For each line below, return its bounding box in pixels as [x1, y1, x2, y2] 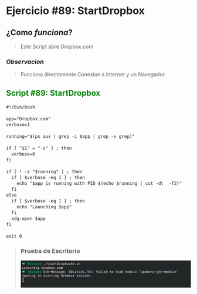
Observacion [6, 58, 44, 66]
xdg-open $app [11, 216, 46, 222]
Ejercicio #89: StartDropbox [6, 4, 145, 18]
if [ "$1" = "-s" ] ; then [6, 146, 72, 151]
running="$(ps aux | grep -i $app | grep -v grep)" [6, 134, 135, 140]
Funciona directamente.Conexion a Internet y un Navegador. [20, 71, 166, 78]
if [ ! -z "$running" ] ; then [6, 169, 83, 175]
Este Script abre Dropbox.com [20, 43, 94, 50]
